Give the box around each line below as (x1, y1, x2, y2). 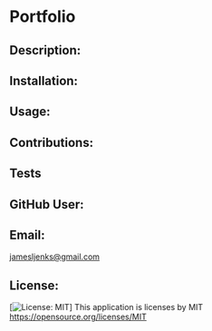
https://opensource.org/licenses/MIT (9, 311, 147, 323)
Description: (9, 43, 82, 58)
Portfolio (9, 6, 76, 27)
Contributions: (9, 134, 93, 151)
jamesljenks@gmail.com (9, 251, 101, 262)
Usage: (9, 104, 52, 120)
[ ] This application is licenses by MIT (9, 302, 204, 313)
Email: (9, 227, 45, 242)
